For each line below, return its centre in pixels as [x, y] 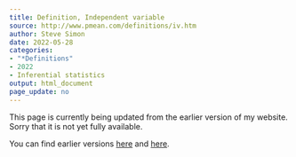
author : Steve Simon [48, 34]
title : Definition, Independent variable [87, 17]
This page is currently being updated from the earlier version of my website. [149, 117]
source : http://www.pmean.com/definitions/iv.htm [103, 26]
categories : [31, 51]
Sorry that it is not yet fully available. [76, 126]
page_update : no [39, 91]
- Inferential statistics [57, 75]
